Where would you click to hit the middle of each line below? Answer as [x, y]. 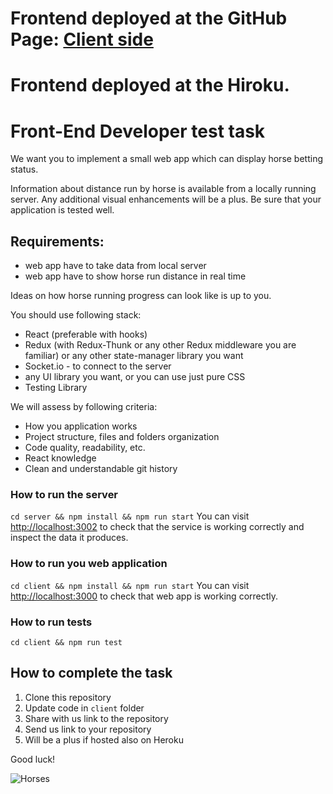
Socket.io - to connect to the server [98, 366]
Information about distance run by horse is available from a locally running [163, 189]
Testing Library [56, 388]
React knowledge [60, 458]
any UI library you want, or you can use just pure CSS [135, 377]
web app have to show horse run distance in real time [135, 276]
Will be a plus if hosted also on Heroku [104, 739]
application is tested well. [62, 210]
